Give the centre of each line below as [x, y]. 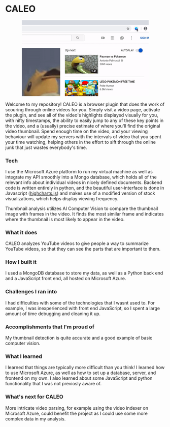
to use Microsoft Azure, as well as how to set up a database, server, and [81, 373]
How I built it [21, 262]
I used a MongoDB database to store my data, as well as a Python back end [84, 273]
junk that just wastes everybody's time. [46, 147]
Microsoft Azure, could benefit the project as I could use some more [77, 413]
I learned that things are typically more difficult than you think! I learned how [85, 368]
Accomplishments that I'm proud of [50, 327]
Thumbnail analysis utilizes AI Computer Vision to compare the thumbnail [82, 208]
